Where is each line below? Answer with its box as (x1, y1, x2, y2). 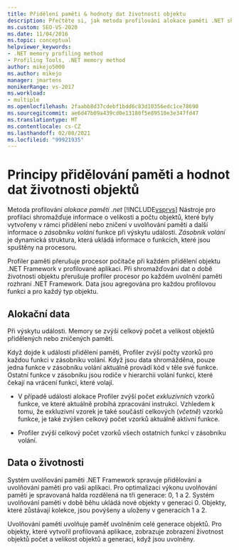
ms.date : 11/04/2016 (7, 30, 69, 38)
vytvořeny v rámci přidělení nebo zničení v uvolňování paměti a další (7, 221, 208, 229)
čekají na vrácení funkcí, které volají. (7, 379, 115, 386)
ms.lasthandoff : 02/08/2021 (7, 129, 91, 137)
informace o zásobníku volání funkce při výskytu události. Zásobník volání (7, 228, 225, 237)
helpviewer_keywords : (7, 43, 72, 51)
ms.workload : (7, 90, 46, 97)
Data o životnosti (7, 457, 84, 469)
